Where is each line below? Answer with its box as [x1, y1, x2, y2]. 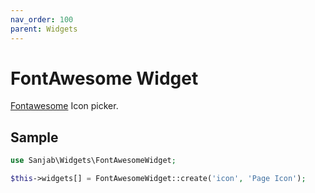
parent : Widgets [10, 24, 78, 34]
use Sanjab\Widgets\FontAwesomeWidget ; [10, 156, 177, 166]
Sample [10, 129, 59, 146]
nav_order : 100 [10, 14, 74, 25]
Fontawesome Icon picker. [10, 100, 119, 112]
